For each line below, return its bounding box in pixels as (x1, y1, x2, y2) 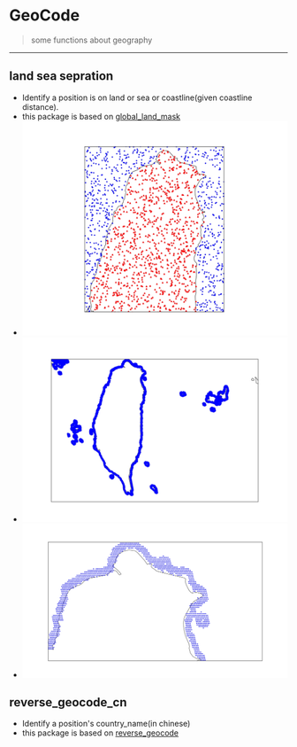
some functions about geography (30, 35, 153, 45)
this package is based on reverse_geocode (21, 728, 179, 738)
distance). (21, 101, 59, 112)
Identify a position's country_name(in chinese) (21, 719, 191, 729)
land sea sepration (9, 68, 114, 84)
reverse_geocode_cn (9, 695, 127, 710)
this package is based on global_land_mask (21, 111, 181, 121)
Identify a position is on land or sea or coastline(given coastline (21, 92, 253, 103)
